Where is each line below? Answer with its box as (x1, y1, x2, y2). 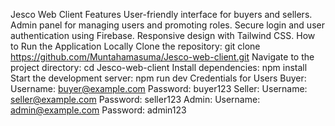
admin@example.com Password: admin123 (10, 104, 187, 116)
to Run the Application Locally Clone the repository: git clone (10, 40, 261, 52)
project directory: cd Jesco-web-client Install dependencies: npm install (10, 62, 308, 73)
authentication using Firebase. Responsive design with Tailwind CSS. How (10, 30, 316, 41)
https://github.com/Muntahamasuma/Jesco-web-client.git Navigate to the (10, 51, 315, 63)
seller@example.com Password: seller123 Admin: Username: (10, 94, 261, 105)
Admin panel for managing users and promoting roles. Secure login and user (10, 19, 325, 31)
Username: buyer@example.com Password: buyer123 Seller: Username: (10, 83, 308, 94)
